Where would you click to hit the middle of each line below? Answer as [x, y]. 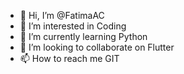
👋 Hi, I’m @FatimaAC [62, 15]
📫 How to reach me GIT [69, 58]
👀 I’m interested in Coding [73, 26]
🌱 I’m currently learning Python [83, 36]
